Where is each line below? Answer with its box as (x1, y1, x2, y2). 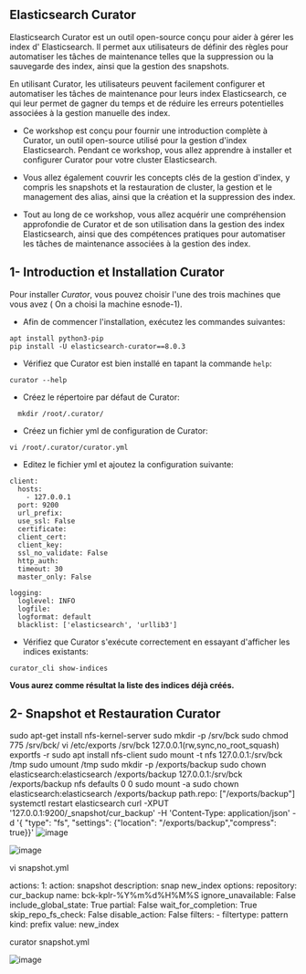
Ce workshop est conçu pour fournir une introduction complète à (22, 125, 268, 136)
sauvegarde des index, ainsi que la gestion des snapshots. (9, 60, 230, 71)
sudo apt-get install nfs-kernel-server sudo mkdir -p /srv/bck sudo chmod (9, 730, 290, 741)
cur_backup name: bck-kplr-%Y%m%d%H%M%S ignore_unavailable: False (9, 890, 297, 901)
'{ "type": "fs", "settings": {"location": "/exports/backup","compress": (16, 817, 277, 829)
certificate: (17, 524, 68, 533)
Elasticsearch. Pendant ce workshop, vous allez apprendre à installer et (22, 144, 292, 155)
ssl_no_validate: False (17, 548, 108, 558)
